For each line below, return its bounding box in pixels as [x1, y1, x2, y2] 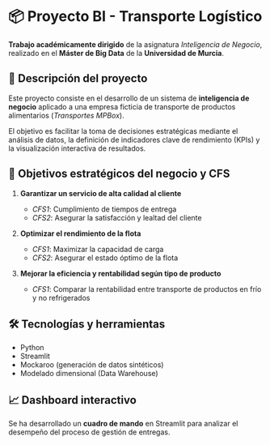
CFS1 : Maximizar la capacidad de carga [32, 244, 164, 254]
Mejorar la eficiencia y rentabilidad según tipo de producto [19, 268, 221, 278]
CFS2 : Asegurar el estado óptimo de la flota [32, 253, 179, 263]
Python [19, 343, 44, 353]
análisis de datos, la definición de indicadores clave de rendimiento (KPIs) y [8, 135, 260, 144]
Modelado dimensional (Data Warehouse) [19, 369, 159, 379]
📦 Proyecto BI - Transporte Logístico [8, 7, 263, 26]
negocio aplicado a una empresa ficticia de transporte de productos [8, 101, 236, 111]
